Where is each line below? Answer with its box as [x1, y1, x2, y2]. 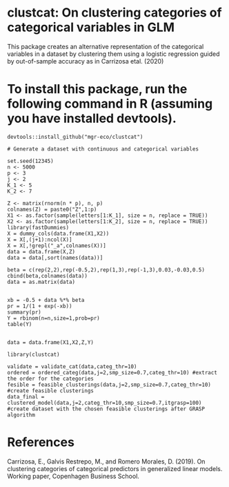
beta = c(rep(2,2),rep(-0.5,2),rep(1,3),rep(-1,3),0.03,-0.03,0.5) [7, 266, 206, 274]
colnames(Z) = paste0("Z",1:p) [7, 206, 97, 213]
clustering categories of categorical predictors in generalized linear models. [7, 464, 223, 472]
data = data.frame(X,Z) [7, 248, 76, 255]
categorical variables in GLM [7, 19, 175, 35]
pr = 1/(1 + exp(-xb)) [7, 303, 72, 309]
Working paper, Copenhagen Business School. [7, 472, 140, 480]
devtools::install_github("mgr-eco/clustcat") [7, 133, 143, 140]
